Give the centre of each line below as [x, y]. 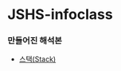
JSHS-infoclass [60, 15]
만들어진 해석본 [35, 41]
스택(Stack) [37, 59]
